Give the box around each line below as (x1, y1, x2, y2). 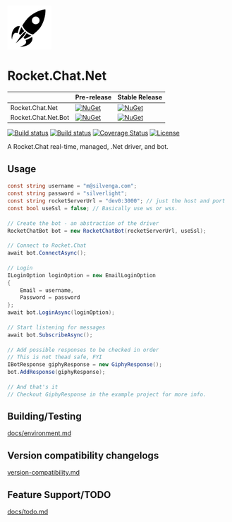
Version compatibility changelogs (7, 449, 159, 461)
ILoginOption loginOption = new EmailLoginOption (7, 272, 157, 279)
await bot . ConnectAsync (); (7, 250, 87, 257)
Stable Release (117, 93, 163, 102)
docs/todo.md (7, 507, 49, 516)
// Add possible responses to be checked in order (7, 346, 159, 353)
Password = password (20, 294, 80, 301)
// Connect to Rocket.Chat (7, 242, 87, 249)
